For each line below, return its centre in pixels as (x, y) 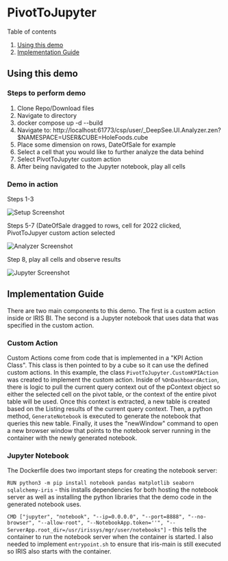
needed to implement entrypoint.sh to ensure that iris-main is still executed (114, 544)
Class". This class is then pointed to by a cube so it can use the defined (108, 365)
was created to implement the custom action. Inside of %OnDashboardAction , (113, 380)
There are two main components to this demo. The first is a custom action (111, 310)
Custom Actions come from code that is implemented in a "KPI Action (105, 358)
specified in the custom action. (51, 325)
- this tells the (187, 529)
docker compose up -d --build (60, 123)
